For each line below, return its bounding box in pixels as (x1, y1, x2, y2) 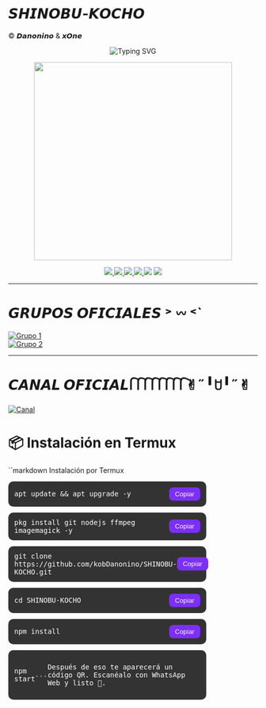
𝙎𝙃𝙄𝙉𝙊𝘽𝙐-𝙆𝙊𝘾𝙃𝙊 (8, 5, 145, 23)
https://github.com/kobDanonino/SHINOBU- (14, 559, 177, 569)
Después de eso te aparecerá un (47, 662, 173, 672)
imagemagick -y (14, 526, 74, 535)
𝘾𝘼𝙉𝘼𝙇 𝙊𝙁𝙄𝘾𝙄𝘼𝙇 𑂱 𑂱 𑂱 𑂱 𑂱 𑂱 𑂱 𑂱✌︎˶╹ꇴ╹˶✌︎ (8, 376, 251, 394)
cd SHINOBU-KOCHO (14, 596, 82, 605)
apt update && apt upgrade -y (14, 489, 132, 499)
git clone (14, 551, 52, 561)
